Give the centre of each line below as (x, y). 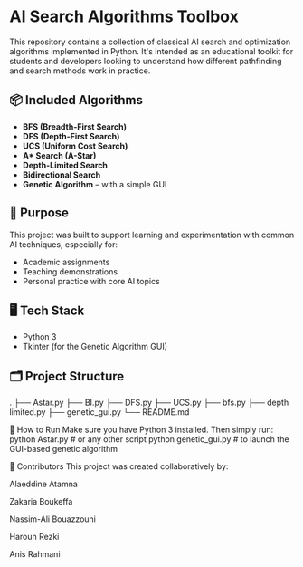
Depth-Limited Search (65, 165)
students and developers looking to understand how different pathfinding (146, 61)
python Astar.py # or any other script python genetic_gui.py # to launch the (149, 439)
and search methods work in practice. (80, 71)
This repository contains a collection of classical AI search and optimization (150, 42)
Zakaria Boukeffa (41, 502)
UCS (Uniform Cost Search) (75, 146)
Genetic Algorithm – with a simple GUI (95, 184)
